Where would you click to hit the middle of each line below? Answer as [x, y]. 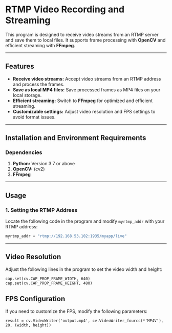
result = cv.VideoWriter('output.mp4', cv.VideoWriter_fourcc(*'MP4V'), [84, 321]
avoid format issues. [34, 117]
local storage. [27, 95]
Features [20, 66]
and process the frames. [39, 84]
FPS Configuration [35, 299]
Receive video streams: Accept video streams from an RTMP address [87, 79]
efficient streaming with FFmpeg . [40, 45]
